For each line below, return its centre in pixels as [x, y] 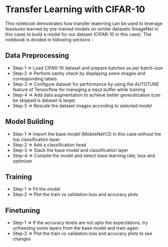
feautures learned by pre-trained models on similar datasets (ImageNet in [82, 28]
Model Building [30, 122]
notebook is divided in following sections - [49, 40]
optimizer [23, 161]
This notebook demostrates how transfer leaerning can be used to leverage [84, 23]
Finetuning [23, 210]
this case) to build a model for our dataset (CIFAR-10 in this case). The [78, 34]
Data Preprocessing [37, 56]
